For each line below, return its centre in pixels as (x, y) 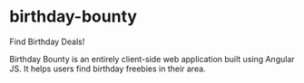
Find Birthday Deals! (47, 41)
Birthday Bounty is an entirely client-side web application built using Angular (152, 59)
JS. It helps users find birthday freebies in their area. (108, 69)
